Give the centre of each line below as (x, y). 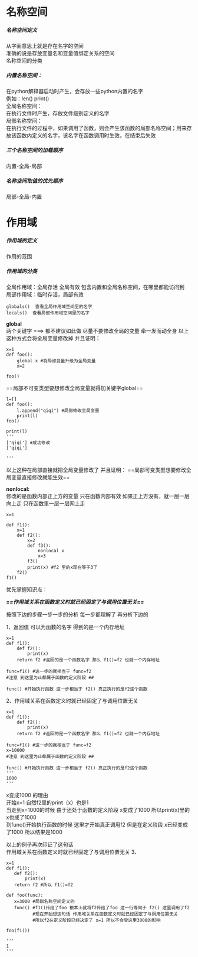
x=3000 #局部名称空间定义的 (44, 902)
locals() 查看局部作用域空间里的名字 (48, 313)
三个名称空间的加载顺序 (34, 150)
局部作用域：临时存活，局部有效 (45, 294)
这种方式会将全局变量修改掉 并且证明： (53, 338)
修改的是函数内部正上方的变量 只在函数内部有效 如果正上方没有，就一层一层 (98, 496)
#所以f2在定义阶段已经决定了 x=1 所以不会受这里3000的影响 (96, 920)
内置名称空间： (24, 75)
